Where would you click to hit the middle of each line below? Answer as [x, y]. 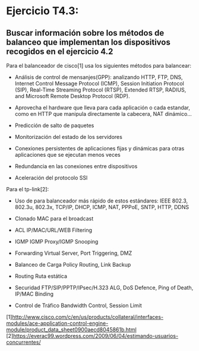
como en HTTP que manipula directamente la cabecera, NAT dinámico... [103, 114]
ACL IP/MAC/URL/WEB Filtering [53, 230]
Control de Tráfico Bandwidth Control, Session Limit [78, 305]
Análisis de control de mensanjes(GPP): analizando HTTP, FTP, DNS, [99, 77]
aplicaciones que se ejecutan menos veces [67, 155]
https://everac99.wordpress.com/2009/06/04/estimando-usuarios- [96, 336]
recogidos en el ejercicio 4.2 [60, 51]
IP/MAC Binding [34, 294]
